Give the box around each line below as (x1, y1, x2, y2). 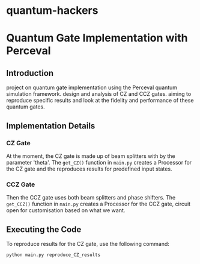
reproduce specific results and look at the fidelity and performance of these (6, 97, 194, 104)
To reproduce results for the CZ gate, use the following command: (6, 240, 170, 247)
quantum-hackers (6, 4, 98, 17)
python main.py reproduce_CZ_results (6, 251, 101, 258)
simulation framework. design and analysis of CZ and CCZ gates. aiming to (6, 90, 192, 98)
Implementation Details (6, 121, 95, 131)
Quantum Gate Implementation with (6, 31, 188, 45)
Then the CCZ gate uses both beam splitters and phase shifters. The (6, 194, 176, 201)
